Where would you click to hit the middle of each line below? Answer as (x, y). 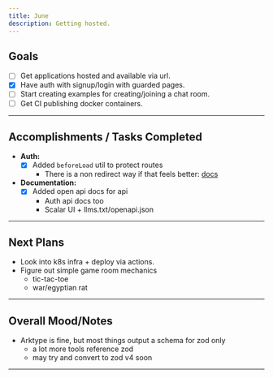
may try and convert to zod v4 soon (92, 358)
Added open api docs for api (80, 191)
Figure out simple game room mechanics (89, 271)
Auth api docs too (74, 200)
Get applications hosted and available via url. (95, 76)
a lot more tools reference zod (83, 349)
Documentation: (48, 183)
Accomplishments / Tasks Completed (106, 137)
